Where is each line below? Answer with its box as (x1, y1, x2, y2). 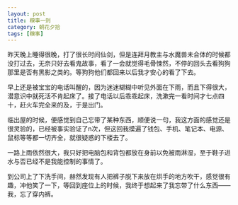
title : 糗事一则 (7, 17, 51, 24)
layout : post (7, 10, 46, 18)
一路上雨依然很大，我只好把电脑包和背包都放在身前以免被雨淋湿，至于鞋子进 (7, 148, 231, 157)
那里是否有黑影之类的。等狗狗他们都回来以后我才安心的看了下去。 (7, 68, 200, 76)
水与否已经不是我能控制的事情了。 (7, 157, 107, 166)
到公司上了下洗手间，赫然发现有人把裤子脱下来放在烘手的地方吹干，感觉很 (7, 172, 225, 181)
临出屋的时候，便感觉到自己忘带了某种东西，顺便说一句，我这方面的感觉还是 (7, 116, 231, 124)
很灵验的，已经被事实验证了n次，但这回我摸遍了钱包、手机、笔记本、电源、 (7, 124, 229, 133)
